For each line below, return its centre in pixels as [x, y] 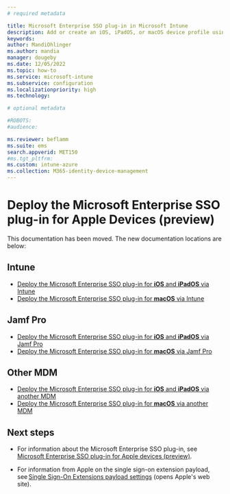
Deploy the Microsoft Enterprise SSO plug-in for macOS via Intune [111, 298]
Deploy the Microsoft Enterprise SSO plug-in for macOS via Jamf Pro [114, 351]
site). [24, 484]
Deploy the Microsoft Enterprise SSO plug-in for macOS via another [113, 404]
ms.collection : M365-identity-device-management [78, 171]
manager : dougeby [32, 58]
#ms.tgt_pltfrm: [30, 158]
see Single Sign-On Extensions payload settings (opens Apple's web [113, 477]
